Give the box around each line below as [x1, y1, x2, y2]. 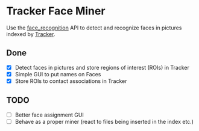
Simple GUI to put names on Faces [14, 70, 101, 78]
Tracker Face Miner [6, 4, 106, 18]
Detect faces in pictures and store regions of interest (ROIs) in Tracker [14, 64, 190, 71]
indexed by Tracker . [6, 30, 55, 37]
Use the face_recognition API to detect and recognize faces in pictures [6, 24, 182, 31]
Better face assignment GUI [14, 111, 84, 118]
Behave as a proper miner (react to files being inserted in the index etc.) [14, 118, 194, 125]
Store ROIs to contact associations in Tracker [14, 77, 128, 85]
